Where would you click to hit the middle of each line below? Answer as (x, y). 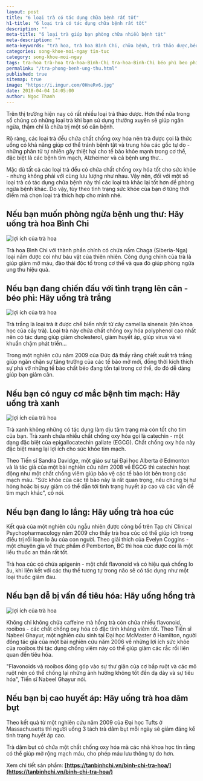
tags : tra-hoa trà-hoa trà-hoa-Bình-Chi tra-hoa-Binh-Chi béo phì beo (97, 62)
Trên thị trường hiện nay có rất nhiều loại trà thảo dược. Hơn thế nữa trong (98, 113)
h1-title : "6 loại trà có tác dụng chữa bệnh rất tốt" (77, 23)
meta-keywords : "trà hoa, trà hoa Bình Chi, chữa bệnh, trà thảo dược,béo (102, 46)
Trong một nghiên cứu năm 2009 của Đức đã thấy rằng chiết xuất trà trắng (99, 355)
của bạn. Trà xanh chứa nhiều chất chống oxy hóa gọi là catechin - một (95, 436)
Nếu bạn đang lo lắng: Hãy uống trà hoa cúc (90, 512)
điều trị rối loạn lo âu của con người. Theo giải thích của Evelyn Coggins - (98, 539)
